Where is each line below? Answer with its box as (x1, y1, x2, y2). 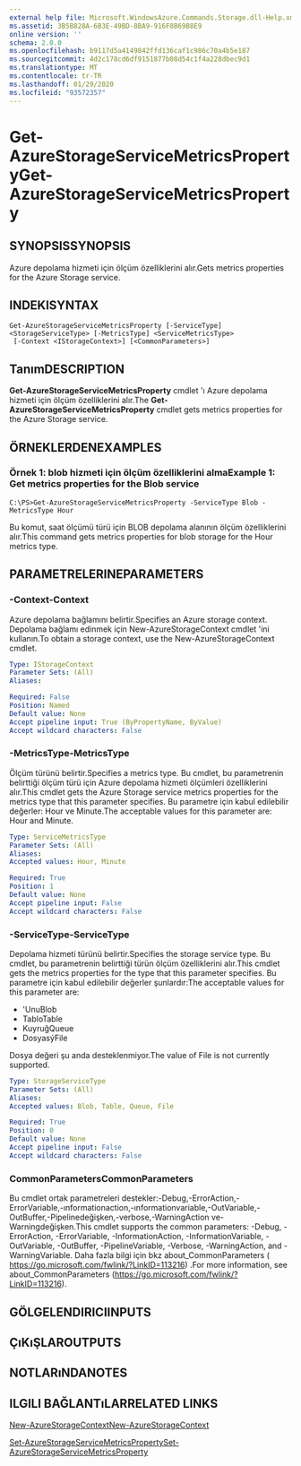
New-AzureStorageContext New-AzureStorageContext (9, 1419, 210, 1430)
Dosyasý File (21, 1032, 68, 1043)
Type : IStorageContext (9, 660, 94, 668)
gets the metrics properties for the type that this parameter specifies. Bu (9, 967, 277, 978)
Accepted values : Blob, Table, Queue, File (9, 1101, 175, 1111)
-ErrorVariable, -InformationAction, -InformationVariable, (55, 1231, 264, 1242)
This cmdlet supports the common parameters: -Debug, (75, 1221, 282, 1232)
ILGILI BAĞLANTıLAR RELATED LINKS (9, 1395, 219, 1411)
